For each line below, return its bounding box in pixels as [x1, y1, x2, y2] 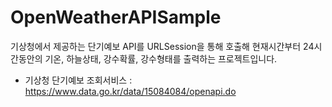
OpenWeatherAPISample [10, 6, 222, 29]
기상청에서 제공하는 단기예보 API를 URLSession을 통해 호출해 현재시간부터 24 [10, 40, 315, 52]
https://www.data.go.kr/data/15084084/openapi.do [24, 85, 237, 97]
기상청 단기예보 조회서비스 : [24, 74, 133, 86]
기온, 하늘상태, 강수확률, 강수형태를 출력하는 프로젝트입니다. [44, 52, 278, 65]
